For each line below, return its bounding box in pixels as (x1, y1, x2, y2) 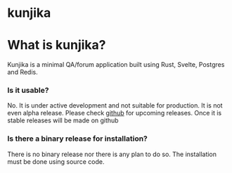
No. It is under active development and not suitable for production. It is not (7, 101, 223, 110)
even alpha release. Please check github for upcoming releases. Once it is (7, 109, 222, 117)
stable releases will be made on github (7, 116, 119, 124)
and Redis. (7, 68, 38, 77)
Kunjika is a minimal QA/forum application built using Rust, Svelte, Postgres (7, 60, 225, 69)
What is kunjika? (7, 37, 106, 53)
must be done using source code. (7, 157, 105, 166)
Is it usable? (7, 86, 49, 96)
